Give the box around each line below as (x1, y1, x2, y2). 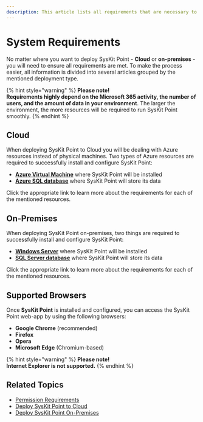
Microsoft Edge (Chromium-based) (15, 344, 105, 351)
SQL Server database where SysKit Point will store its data (15, 254, 163, 262)
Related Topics (6, 380, 64, 390)
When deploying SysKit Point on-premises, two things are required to (6, 230, 180, 237)
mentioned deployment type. (6, 74, 79, 82)
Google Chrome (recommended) (15, 325, 98, 332)
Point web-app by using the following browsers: (6, 313, 126, 320)
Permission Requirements (15, 396, 80, 403)
